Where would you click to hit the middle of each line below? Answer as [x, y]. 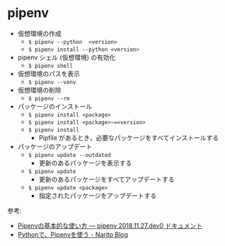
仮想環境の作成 [39, 33]
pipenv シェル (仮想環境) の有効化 [67, 57]
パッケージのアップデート [55, 146]
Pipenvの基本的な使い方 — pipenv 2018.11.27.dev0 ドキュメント [110, 225]
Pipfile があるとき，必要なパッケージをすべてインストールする [129, 137]
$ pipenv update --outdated [69, 155]
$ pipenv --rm [49, 98]
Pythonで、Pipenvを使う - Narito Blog [73, 234]
